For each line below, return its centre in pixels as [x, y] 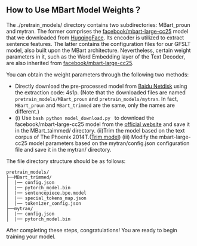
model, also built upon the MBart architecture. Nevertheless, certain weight [98, 50]
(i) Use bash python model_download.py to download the [84, 118]
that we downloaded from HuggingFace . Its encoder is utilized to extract [95, 38]
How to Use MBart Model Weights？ [74, 10]
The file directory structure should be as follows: [66, 161]
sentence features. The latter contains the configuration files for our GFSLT [98, 44]
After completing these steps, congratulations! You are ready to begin [92, 230]
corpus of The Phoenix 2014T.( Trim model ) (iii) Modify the [86, 137]
